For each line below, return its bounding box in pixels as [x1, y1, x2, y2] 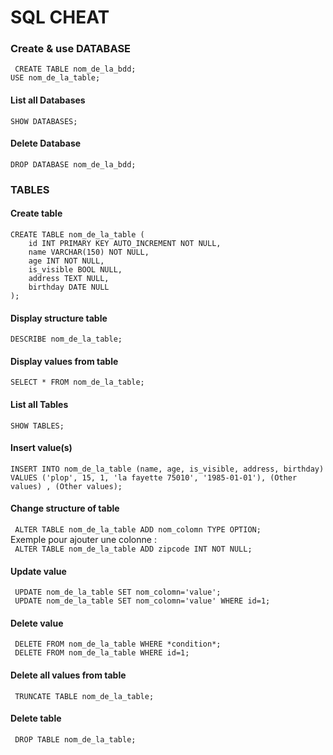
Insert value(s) [10, 442, 73, 454]
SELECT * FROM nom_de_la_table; [10, 377, 145, 388]
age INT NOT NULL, [28, 256, 105, 266]
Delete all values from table [10, 669, 127, 681]
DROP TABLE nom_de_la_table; [14, 734, 137, 745]
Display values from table [10, 355, 119, 367]
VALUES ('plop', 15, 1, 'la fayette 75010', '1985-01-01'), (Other [10, 472, 298, 483]
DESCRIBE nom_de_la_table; [10, 334, 123, 345]
